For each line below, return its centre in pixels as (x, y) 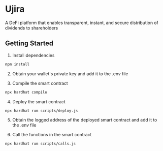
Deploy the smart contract (39, 101)
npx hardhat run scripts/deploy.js (42, 111)
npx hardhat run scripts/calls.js (41, 144)
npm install (17, 64)
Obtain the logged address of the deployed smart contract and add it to (84, 120)
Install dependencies (33, 55)
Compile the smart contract (40, 83)
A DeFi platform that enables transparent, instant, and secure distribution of (82, 23)
